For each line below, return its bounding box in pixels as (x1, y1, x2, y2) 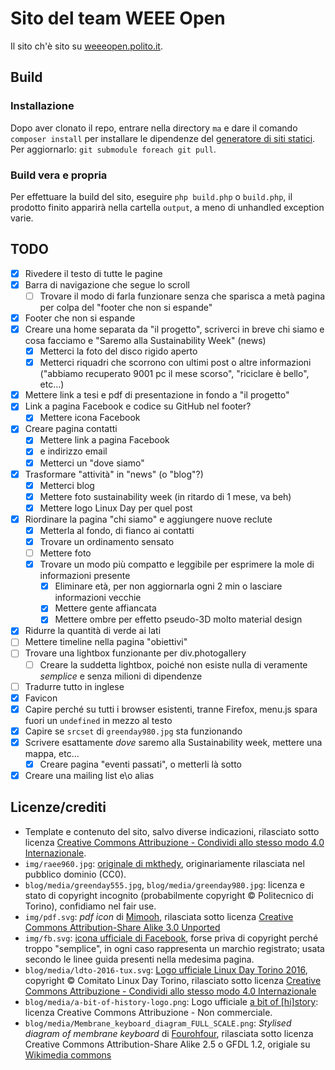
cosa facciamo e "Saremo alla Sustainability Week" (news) (24, 335, 267, 347)
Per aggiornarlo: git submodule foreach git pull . (10, 143, 217, 155)
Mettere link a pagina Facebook (39, 434, 170, 446)
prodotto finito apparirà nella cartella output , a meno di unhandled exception (10, 201, 325, 213)
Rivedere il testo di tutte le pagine (24, 267, 163, 279)
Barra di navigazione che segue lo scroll (24, 278, 190, 291)
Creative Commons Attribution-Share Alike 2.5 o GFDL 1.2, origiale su (24, 1038, 311, 1050)
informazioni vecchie (54, 592, 142, 604)
